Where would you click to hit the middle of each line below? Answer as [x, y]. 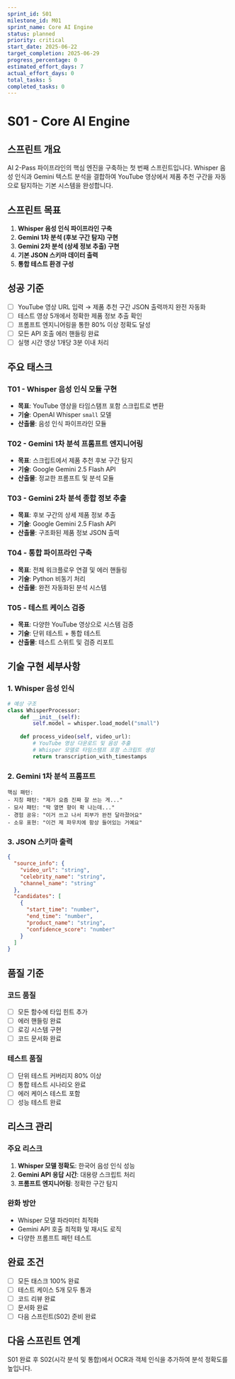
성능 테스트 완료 [39, 1102]
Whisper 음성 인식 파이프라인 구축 [65, 228]
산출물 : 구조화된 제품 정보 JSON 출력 [69, 533]
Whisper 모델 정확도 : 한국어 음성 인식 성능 [76, 1165]
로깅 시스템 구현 [39, 1030]
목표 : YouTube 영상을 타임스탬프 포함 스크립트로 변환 [91, 406]
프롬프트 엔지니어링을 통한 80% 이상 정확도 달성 [84, 325]
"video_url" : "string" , [55, 870]
